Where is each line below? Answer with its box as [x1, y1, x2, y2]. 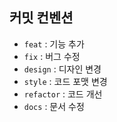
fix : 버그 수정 [23, 50, 81, 62]
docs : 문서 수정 [23, 100, 85, 112]
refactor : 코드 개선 [23, 88, 103, 100]
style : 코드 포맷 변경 [23, 75, 108, 87]
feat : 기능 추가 [23, 38, 85, 50]
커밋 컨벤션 [9, 9, 74, 27]
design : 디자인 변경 [23, 63, 102, 75]
